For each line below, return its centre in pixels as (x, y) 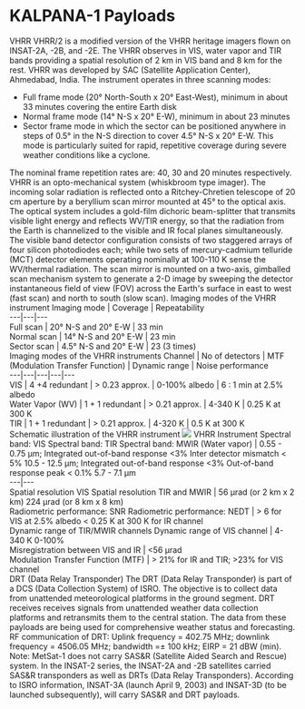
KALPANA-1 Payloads (92, 16)
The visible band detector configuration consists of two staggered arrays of (151, 240)
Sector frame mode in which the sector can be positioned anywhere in (154, 126)
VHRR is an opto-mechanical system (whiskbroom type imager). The (138, 182)
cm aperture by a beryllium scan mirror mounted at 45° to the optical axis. (148, 202)
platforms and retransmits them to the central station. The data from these (148, 617)
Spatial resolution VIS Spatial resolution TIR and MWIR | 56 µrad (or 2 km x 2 (152, 492)
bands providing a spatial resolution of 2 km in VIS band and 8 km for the (146, 60)
